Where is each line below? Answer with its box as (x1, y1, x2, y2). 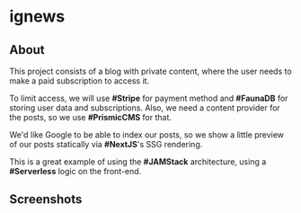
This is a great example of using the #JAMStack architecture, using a (9, 156, 267, 167)
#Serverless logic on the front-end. (9, 166, 142, 176)
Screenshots (9, 191, 83, 208)
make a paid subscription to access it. (9, 75, 150, 86)
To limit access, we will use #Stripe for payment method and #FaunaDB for (9, 93, 288, 103)
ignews (9, 6, 66, 27)
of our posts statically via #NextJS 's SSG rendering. (9, 139, 203, 149)
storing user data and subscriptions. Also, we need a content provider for (9, 102, 280, 113)
